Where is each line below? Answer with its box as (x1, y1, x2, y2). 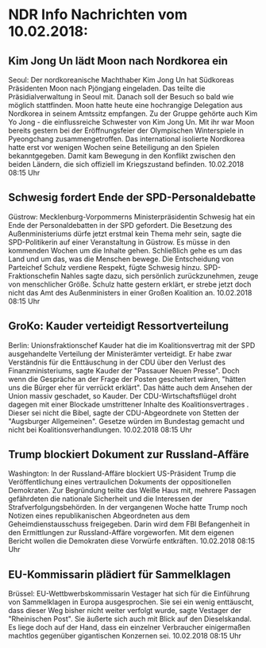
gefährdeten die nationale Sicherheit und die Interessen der (8, 494, 203, 503)
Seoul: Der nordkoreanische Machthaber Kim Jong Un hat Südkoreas (8, 75, 234, 84)
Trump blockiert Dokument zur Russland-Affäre (8, 448, 249, 461)
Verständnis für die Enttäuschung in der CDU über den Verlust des (8, 357, 226, 367)
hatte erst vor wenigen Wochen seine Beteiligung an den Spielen (8, 143, 220, 152)
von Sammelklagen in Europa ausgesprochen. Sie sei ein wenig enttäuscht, (8, 597, 254, 607)
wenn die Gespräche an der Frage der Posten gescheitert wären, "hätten (8, 374, 246, 384)
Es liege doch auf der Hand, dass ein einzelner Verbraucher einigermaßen (8, 623, 251, 632)
